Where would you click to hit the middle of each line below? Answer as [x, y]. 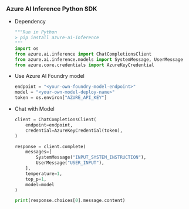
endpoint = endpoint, [49, 125]
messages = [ [39, 152]
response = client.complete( [50, 146]
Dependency [30, 22]
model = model [40, 184]
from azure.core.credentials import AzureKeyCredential [84, 65]
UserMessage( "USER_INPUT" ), [70, 163]
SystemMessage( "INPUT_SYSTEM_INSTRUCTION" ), [91, 157]
